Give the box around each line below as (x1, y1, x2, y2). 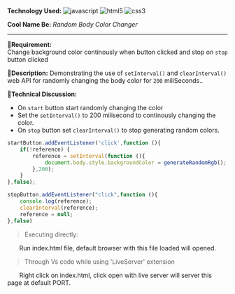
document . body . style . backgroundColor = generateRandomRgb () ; (44, 159, 227, 166)
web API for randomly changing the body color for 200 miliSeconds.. (7, 76, 204, 84)
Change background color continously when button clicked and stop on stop (7, 48, 228, 56)
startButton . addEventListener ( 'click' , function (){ (7, 140, 161, 147)
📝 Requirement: (7, 41, 52, 48)
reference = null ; (20, 211, 73, 218)
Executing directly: (24, 230, 78, 239)
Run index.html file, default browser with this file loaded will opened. (19, 243, 217, 252)
